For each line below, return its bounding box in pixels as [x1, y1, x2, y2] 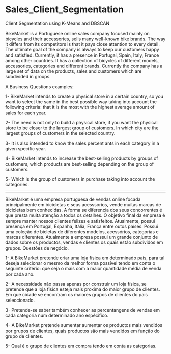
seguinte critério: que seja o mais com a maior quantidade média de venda [5, 265, 162, 271]
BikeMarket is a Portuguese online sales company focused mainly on [5, 30, 150, 36]
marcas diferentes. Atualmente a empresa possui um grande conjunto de [5, 234, 158, 240]
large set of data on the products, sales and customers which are [5, 68, 142, 74]
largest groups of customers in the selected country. [5, 130, 116, 136]
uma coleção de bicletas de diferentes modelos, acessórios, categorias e [5, 228, 159, 235]
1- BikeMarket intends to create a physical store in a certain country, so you [5, 93, 164, 99]
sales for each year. [5, 110, 47, 116]
